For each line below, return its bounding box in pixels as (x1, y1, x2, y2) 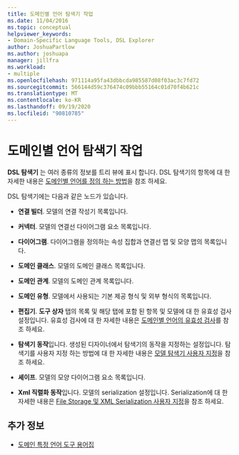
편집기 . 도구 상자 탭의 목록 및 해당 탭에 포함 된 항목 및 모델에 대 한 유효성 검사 (17, 307, 232, 315)
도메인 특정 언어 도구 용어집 (17, 440, 95, 449)
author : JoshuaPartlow (7, 44, 75, 51)
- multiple (7, 70, 40, 77)
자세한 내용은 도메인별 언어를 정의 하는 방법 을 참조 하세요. (7, 176, 168, 185)
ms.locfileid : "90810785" (7, 110, 84, 117)
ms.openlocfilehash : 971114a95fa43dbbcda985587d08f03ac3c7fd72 (7, 76, 200, 84)
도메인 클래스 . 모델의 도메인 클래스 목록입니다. (17, 261, 146, 270)
